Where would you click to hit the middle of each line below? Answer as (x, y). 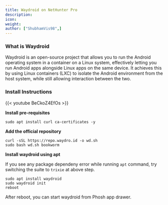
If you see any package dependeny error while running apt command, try (81, 164)
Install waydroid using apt (33, 154)
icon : (11, 19)
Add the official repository (33, 131)
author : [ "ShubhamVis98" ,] (33, 29)
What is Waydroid (27, 46)
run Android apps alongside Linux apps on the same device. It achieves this (83, 68)
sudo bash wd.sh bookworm (32, 145)
